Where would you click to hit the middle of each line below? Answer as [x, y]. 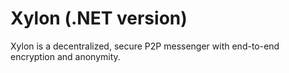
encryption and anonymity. [65, 56]
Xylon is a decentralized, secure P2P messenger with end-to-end [145, 46]
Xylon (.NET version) [99, 18]
